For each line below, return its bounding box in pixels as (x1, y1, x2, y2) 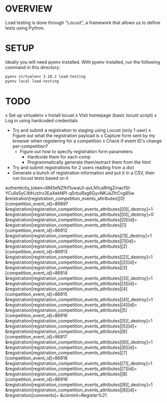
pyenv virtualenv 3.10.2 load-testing (5, 74, 86, 79)
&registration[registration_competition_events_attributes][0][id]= (5, 216, 138, 223)
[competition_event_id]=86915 (5, 291, 68, 297)
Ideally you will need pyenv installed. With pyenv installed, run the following (5, 59, 161, 65)
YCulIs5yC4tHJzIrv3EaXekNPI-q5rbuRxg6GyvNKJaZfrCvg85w (5, 190, 135, 196)
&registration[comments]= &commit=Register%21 (5, 392, 107, 398)
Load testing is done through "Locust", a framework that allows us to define (5, 20, 161, 26)
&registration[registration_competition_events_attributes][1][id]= (5, 238, 136, 244)
